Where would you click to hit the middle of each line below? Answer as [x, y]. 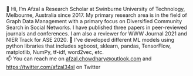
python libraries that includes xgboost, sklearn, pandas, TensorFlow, [89, 46]
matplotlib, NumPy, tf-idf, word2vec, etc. [55, 52]
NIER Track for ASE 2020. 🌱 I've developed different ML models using [90, 40]
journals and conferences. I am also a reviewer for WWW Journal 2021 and [97, 34]
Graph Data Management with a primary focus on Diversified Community [94, 21]
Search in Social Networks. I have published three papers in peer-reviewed [97, 27]
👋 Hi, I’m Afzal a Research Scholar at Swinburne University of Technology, [96, 9]
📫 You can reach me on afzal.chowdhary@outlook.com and [79, 59]
